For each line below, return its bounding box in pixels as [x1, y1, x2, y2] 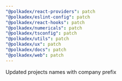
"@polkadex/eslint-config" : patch [5, 14, 91, 20]
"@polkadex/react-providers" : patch [5, 8, 95, 15]
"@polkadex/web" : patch [5, 52, 64, 58]
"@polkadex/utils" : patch [5, 36, 69, 42]
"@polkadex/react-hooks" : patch [5, 19, 85, 25]
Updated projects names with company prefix [5, 68, 117, 75]
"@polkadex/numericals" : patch [5, 25, 83, 31]
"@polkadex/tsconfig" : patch [5, 31, 77, 36]
